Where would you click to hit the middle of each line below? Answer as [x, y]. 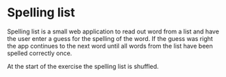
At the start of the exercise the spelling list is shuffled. [83, 66]
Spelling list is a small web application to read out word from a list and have [113, 31]
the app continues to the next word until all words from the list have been [110, 46]
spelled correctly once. [40, 53]
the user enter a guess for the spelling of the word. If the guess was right [110, 38]
